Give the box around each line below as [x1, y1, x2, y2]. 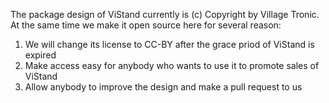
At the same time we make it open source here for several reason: [10, 19, 282, 31]
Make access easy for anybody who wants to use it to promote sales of [24, 60, 320, 71]
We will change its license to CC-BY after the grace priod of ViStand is [24, 39, 315, 50]
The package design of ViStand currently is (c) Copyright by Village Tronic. [10, 9, 320, 20]
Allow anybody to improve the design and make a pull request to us [24, 81, 303, 93]
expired [24, 49, 57, 61]
